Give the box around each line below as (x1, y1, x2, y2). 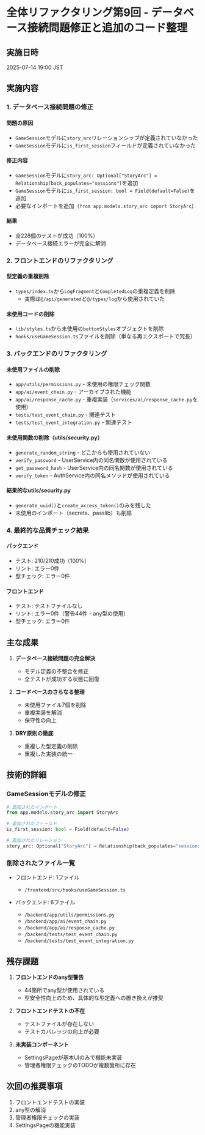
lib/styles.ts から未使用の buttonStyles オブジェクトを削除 (15, 325, 164, 332)
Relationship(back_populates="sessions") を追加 (15, 179, 138, 187)
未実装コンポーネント (15, 1041, 69, 1048)
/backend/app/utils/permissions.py (24, 912, 115, 918)
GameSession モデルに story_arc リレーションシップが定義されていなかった (15, 134, 198, 141)
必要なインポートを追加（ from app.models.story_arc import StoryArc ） (15, 202, 197, 209)
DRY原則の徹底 (15, 729, 54, 737)
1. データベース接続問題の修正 (6, 103, 93, 111)
